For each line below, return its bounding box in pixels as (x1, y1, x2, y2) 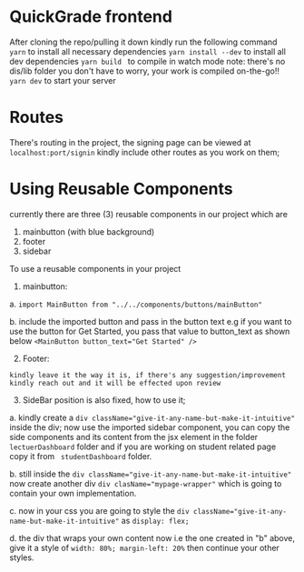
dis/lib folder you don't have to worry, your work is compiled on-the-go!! (9, 65, 279, 76)
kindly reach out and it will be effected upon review (9, 378, 221, 387)
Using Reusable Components (9, 179, 233, 199)
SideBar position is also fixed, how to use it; (22, 394, 186, 406)
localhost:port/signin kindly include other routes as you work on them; (9, 146, 279, 157)
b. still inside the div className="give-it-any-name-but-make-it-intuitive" (9, 468, 292, 479)
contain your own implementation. (9, 487, 137, 498)
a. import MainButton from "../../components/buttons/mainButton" (9, 298, 263, 309)
